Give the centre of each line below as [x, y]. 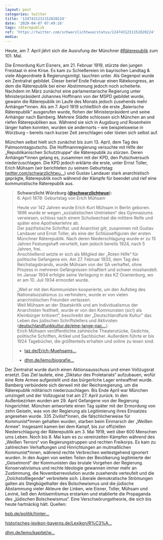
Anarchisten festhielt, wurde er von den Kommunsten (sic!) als [79, 310]
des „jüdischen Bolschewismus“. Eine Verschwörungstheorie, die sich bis [78, 499]
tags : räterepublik [25, 28]
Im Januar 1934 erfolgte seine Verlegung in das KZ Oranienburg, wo [85, 275]
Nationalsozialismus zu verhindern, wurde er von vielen [72, 294]
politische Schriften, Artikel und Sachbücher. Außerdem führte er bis [85, 336]
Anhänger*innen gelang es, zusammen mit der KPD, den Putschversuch [77, 157]
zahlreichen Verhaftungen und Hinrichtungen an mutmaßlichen [68, 447]
